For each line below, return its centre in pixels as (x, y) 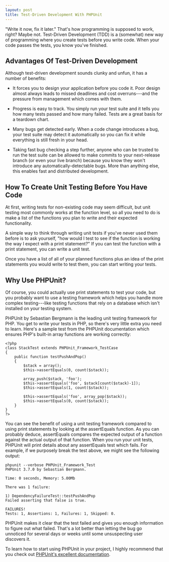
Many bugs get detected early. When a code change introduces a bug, (86, 129)
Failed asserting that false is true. (46, 500)
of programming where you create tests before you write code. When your (82, 40)
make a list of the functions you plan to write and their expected (71, 218)
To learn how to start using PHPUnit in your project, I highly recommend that (84, 549)
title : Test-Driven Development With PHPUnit (54, 15)
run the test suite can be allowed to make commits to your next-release (86, 155)
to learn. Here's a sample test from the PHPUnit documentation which (77, 329)
